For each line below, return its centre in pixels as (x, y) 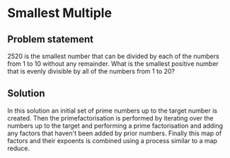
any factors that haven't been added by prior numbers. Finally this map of (115, 133)
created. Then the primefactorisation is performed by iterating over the (110, 118)
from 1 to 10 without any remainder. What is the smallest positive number (113, 64)
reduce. (19, 148)
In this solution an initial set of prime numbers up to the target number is (113, 111)
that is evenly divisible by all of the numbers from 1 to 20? (91, 71)
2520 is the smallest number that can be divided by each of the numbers (113, 56)
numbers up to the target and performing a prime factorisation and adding (115, 125)
